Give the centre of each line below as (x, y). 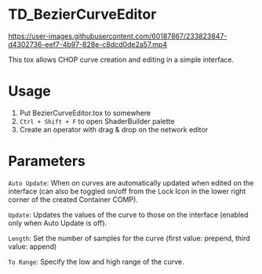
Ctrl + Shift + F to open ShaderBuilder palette (97, 121)
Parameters (47, 161)
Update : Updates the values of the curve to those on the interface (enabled (128, 215)
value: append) (33, 246)
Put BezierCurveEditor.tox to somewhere (85, 113)
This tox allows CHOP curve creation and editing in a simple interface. (121, 59)
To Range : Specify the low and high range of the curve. (96, 261)
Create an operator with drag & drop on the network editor (114, 129)
